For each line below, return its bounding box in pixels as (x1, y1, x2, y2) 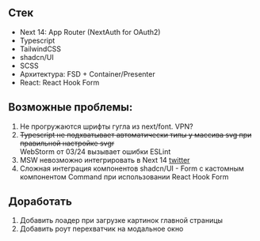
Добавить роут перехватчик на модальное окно (19, 224, 184, 234)
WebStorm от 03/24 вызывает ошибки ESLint (19, 146, 171, 156)
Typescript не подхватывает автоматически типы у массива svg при (19, 130, 252, 139)
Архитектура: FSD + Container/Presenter (19, 69, 156, 78)
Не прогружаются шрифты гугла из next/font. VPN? (19, 122, 193, 131)
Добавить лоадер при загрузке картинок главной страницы (19, 216, 224, 225)
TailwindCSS (19, 43, 62, 54)
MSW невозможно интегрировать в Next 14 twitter (19, 155, 190, 164)
